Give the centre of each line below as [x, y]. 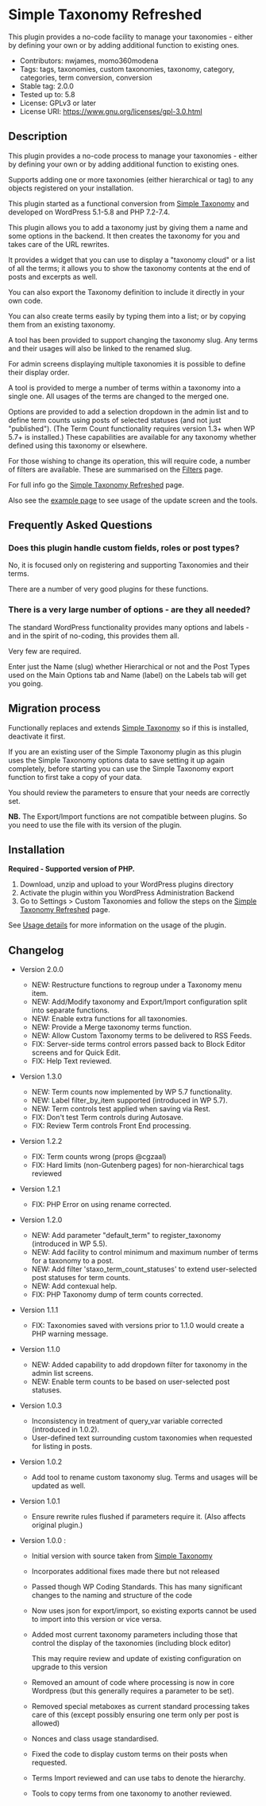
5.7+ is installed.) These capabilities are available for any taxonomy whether [132, 437]
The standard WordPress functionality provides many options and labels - [129, 627]
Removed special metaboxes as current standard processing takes [141, 1706]
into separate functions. [70, 1010]
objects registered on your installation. [71, 188]
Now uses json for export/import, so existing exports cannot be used [144, 1611]
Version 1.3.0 [40, 1076]
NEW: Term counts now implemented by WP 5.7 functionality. [132, 1092]
